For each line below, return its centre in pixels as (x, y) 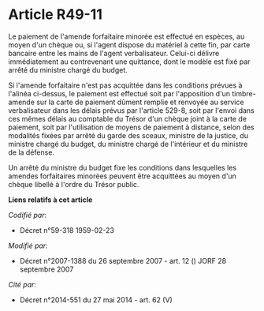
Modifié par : (28, 245)
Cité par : (22, 284)
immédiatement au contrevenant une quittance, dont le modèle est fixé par (129, 62)
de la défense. (32, 152)
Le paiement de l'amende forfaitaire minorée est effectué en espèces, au (126, 36)
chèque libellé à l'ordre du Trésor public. (74, 184)
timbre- (244, 93)
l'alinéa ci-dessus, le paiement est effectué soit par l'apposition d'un (119, 93)
